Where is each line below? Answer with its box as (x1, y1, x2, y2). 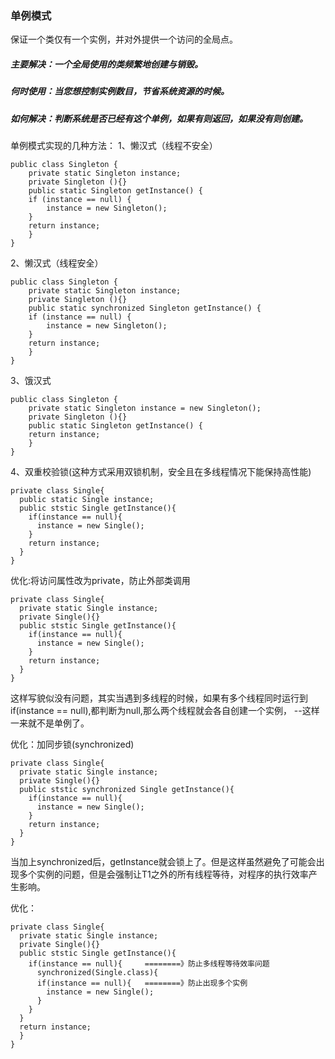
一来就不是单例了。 (10, 717, 90, 729)
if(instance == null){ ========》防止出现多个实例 (36, 978, 248, 989)
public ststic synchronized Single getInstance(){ (19, 785, 235, 795)
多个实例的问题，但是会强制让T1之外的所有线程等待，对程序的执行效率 (18, 868, 309, 881)
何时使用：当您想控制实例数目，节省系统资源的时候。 (10, 85, 230, 97)
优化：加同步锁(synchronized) (10, 738, 135, 751)
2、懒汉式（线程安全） (10, 257, 104, 269)
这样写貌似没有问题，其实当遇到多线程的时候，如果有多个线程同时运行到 (10, 692, 308, 704)
